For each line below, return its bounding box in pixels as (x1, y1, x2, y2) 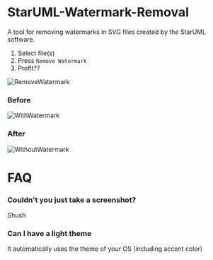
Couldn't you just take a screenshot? (7, 195, 137, 205)
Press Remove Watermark (17, 56, 87, 64)
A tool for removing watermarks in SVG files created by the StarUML (7, 28, 207, 36)
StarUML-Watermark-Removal (7, 4, 190, 20)
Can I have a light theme (7, 228, 92, 238)
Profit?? (17, 64, 40, 72)
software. (7, 35, 35, 43)
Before (7, 95, 31, 105)
